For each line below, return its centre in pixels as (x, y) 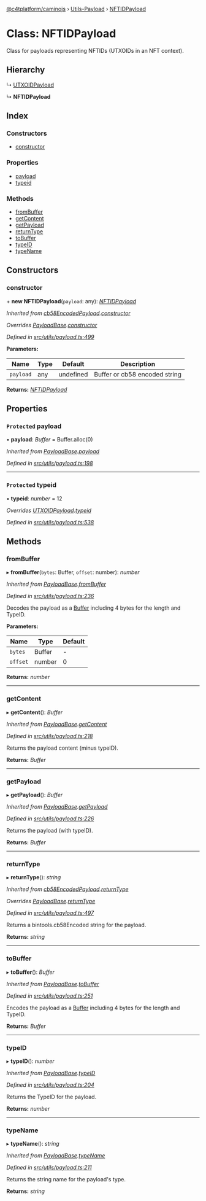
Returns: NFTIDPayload (37, 389)
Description (138, 363)
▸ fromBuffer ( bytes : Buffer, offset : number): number (73, 572)
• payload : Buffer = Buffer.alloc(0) (50, 440)
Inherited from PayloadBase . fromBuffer (56, 584)
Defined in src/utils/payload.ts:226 (50, 818)
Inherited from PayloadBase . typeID (51, 1073)
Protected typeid (32, 485)
